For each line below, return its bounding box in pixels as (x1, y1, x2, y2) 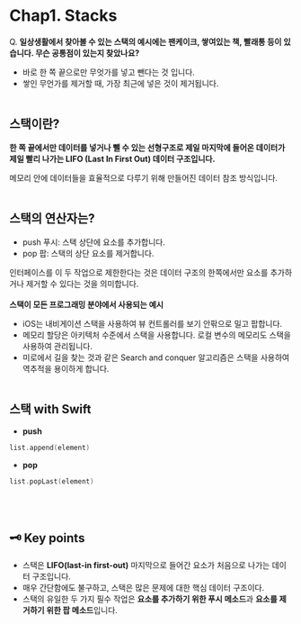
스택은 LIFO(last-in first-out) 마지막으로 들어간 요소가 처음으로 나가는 (22, 559, 270, 570)
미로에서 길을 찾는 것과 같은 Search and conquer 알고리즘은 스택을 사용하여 (22, 352, 290, 363)
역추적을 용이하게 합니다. (22, 363, 110, 374)
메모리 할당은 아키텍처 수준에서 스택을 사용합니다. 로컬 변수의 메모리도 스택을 (22, 330, 292, 340)
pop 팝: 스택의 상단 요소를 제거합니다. (22, 248, 155, 258)
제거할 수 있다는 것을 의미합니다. (25, 278, 139, 289)
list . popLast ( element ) (9, 477, 94, 486)
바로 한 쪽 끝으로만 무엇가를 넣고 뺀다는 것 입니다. (22, 67, 195, 77)
